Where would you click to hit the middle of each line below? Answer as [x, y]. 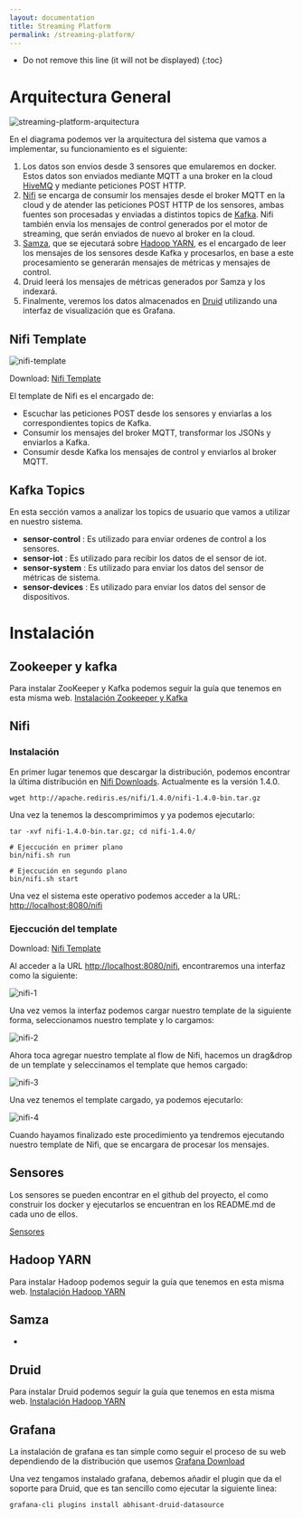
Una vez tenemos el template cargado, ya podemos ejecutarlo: [126, 1099]
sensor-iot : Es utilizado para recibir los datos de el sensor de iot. [144, 558]
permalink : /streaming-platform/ [72, 34]
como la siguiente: [44, 975]
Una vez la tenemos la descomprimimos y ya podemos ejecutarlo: [132, 814]
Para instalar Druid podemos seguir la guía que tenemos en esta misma [142, 1392]
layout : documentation [52, 18]
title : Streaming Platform [60, 26]
